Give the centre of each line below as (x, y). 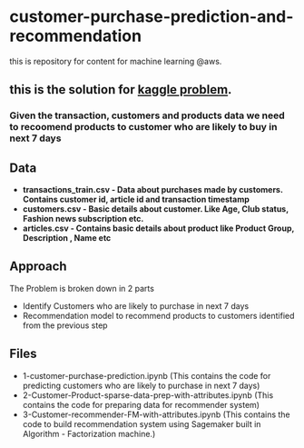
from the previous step (65, 325)
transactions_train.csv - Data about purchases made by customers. (152, 190)
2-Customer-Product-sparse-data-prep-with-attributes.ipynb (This (148, 395)
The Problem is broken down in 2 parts (82, 288)
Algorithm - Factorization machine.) (89, 433)
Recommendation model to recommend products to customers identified (158, 315)
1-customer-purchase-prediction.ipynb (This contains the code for (147, 375)
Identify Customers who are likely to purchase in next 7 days (136, 305)
